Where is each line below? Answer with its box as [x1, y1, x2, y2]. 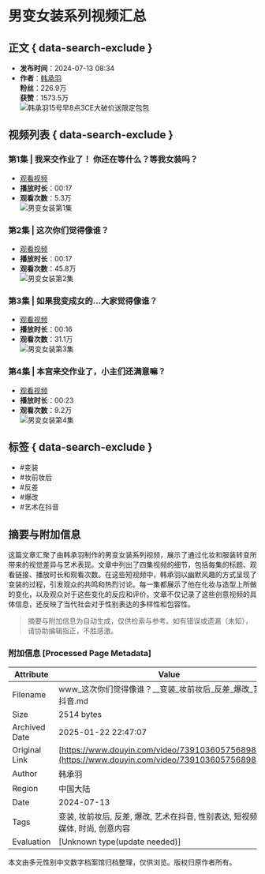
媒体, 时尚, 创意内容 [58, 823, 131, 834]
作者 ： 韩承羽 [19, 73, 62, 83]
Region [12, 782, 39, 793]
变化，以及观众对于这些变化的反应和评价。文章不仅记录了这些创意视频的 [14, 590, 250, 599]
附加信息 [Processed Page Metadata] [8, 648, 151, 659]
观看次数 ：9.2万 [19, 405, 73, 414]
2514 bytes [58, 708, 103, 719]
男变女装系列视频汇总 [8, 7, 147, 25]
